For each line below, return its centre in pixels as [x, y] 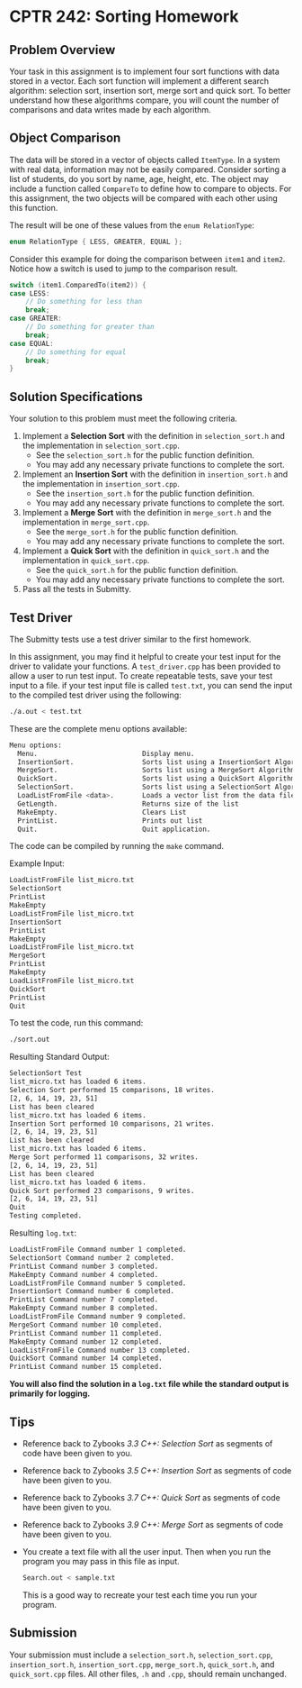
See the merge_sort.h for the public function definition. [137, 532]
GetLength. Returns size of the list [129, 804]
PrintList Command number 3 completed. [84, 1266]
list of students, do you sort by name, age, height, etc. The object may [139, 178]
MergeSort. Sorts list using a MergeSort [136, 771]
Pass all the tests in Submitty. [77, 589]
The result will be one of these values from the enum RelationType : [132, 225]
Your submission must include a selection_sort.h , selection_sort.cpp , [141, 1655]
